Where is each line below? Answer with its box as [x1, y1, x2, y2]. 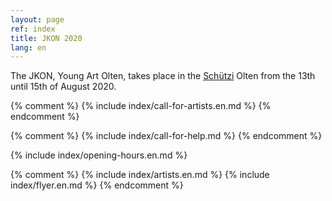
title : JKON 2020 [10, 33, 83, 43]
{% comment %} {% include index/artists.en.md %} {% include [10, 169, 270, 181]
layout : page [10, 14, 65, 25]
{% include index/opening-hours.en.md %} [10, 149, 188, 161]
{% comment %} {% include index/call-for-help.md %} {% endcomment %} [10, 130, 323, 142]
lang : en [10, 42, 47, 53]
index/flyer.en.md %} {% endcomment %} [10, 179, 184, 191]
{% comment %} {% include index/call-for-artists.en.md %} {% [10, 100, 272, 112]
